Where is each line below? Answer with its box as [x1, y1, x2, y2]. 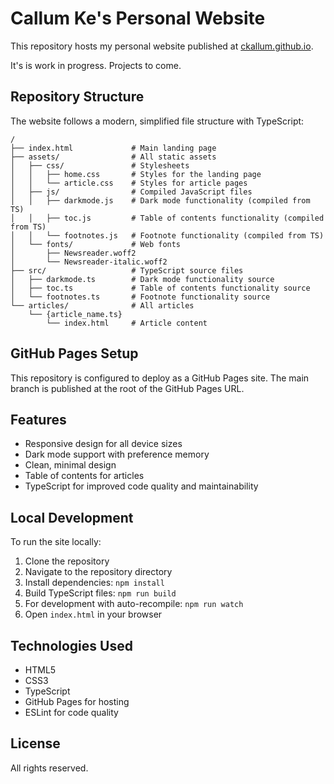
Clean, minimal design [24, 459, 117, 471]
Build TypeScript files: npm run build [24, 587, 177, 599]
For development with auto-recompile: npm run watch [24, 598, 244, 610]
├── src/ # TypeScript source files [10, 265, 244, 276]
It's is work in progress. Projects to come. [10, 59, 182, 71]
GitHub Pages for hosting [24, 696, 130, 707]
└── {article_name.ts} [28, 309, 123, 319]
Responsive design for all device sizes [24, 438, 183, 450]
